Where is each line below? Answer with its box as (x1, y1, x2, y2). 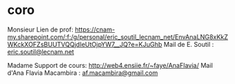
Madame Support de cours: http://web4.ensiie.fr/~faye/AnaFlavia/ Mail (7, 61, 213, 69)
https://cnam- (75, 25, 115, 34)
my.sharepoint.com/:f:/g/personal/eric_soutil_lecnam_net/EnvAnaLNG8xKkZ (7, 32, 229, 41)
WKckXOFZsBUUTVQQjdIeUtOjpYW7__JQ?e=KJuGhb (7, 40, 162, 48)
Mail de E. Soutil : (163, 40, 214, 48)
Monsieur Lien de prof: (7, 25, 74, 34)
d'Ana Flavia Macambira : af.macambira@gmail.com (7, 69, 158, 77)
